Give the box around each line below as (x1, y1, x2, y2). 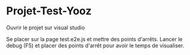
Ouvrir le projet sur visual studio (6, 24, 85, 31)
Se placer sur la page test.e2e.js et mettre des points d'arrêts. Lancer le (6, 35, 183, 42)
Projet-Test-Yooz (6, 4, 92, 18)
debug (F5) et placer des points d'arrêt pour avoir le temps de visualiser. (6, 42, 185, 49)
